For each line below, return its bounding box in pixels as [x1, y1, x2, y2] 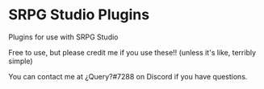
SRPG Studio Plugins [8, 6, 150, 24]
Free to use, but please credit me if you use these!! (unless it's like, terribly [8, 47, 257, 57]
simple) [8, 56, 34, 66]
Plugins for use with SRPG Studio [8, 32, 119, 42]
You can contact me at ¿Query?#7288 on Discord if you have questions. [8, 71, 248, 81]
